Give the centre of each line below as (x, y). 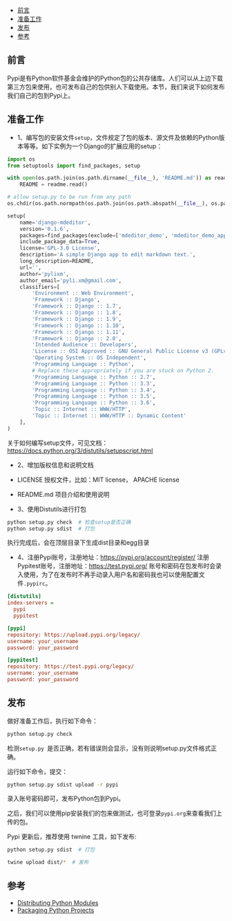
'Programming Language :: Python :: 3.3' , (94, 383)
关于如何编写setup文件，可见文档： (58, 443)
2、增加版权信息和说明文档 (56, 465)
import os (21, 159)
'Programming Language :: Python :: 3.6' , (94, 403)
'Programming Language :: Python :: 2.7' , (94, 377)
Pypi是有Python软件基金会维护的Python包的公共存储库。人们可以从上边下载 (115, 78)
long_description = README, (57, 261)
